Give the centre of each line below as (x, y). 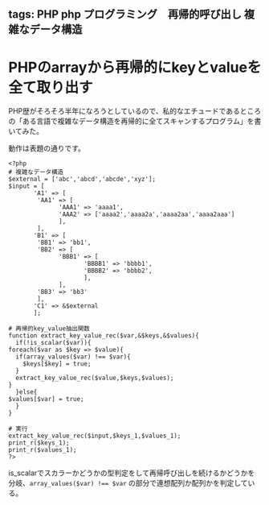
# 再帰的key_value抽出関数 (49, 329)
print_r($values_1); (43, 450)
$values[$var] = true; (46, 399)
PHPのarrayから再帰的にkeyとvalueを (135, 67)
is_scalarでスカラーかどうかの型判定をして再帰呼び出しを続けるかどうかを (132, 473)
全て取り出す (51, 87)
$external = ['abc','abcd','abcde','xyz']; (82, 180)
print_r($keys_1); (39, 443)
